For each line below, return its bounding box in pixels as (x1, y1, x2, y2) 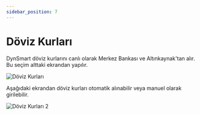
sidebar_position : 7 (6, 8, 58, 15)
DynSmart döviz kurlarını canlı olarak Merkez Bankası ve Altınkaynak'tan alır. (6, 55, 195, 62)
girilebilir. (6, 91, 29, 98)
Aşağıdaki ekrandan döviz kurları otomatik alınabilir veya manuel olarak (6, 84, 182, 92)
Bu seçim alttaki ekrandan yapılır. (6, 61, 88, 68)
